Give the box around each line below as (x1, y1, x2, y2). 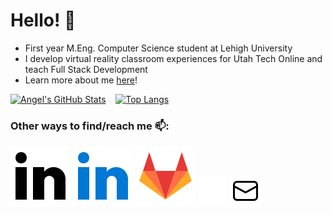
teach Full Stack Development (24, 63, 148, 75)
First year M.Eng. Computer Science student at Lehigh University (24, 42, 293, 54)
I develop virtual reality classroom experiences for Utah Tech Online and (24, 52, 323, 64)
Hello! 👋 (10, 9, 77, 32)
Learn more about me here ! (24, 74, 138, 86)
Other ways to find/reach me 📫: (10, 119, 170, 133)
